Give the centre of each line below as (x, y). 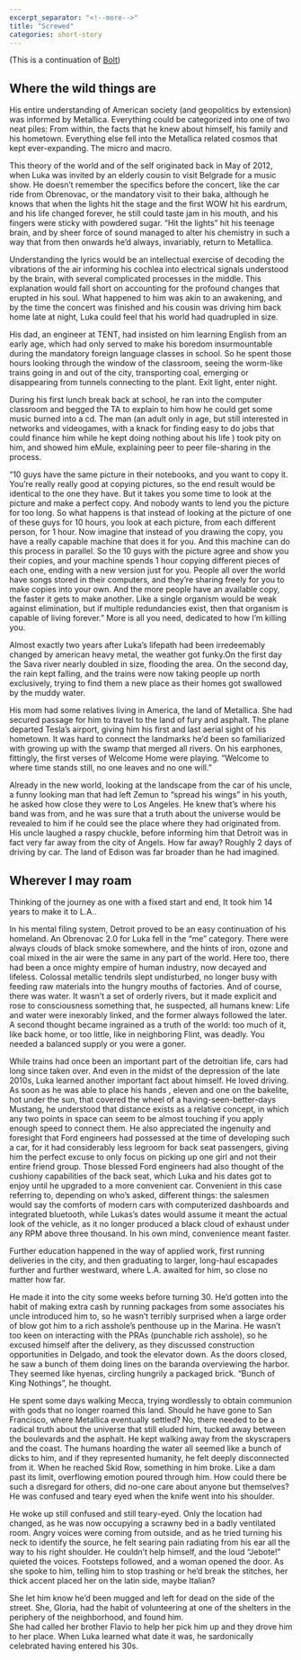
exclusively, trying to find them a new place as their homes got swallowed (146, 683)
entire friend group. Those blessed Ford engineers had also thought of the (147, 1166)
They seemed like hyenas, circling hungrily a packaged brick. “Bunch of (142, 1373)
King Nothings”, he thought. (61, 1383)
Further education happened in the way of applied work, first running (137, 1251)
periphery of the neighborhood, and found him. (97, 1617)
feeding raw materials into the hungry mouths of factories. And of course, (146, 986)
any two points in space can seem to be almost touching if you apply (137, 1119)
